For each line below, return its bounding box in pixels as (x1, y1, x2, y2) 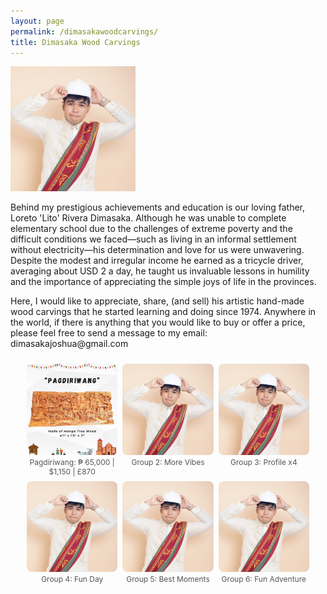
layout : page (10, 16, 65, 26)
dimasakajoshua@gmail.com (10, 338, 129, 350)
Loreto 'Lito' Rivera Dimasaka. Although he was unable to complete (10, 212, 287, 224)
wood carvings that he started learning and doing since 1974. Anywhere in (10, 306, 317, 318)
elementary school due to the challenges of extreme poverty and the (10, 223, 293, 235)
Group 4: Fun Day (41, 574, 104, 585)
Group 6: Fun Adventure (221, 574, 307, 585)
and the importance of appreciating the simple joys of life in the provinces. (10, 276, 317, 288)
